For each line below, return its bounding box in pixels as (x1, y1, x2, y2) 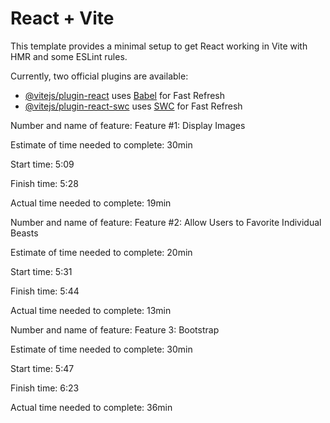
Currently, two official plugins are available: (10, 70, 189, 82)
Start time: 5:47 (10, 362, 75, 374)
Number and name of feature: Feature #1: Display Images (10, 119, 246, 131)
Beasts (10, 227, 39, 239)
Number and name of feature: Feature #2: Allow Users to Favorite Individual (10, 216, 322, 228)
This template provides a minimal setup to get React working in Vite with (10, 40, 308, 52)
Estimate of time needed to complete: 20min (10, 246, 193, 258)
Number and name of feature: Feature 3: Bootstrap (10, 323, 220, 336)
